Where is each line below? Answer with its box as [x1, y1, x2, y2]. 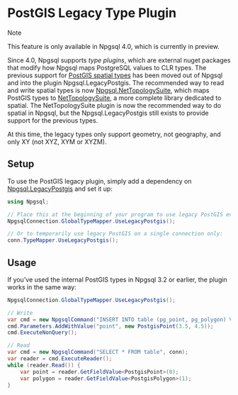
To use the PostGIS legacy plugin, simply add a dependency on [7, 177, 192, 185]
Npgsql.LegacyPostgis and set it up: [7, 184, 113, 193]
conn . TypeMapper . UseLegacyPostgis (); [7, 237, 119, 244]
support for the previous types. [7, 116, 98, 125]
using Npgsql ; [7, 198, 50, 205]
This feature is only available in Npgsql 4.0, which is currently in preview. [7, 42, 220, 50]
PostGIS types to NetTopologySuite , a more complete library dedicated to [7, 94, 222, 102]
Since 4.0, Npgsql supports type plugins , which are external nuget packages [7, 55, 231, 65]
